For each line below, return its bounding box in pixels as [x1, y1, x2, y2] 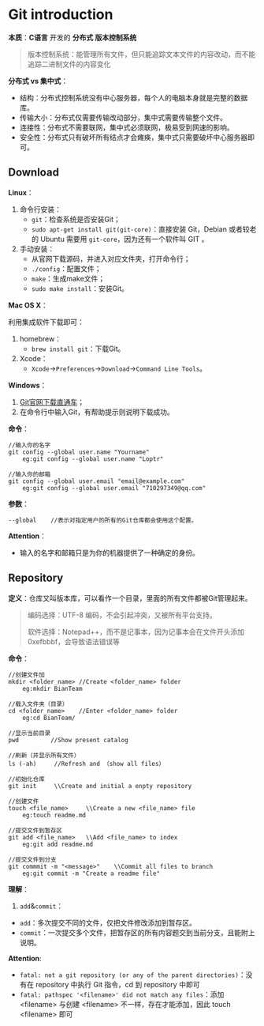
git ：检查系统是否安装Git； [31, 214, 121, 224]
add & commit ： [19, 901, 64, 911]
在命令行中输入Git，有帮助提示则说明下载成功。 [19, 407, 175, 417]
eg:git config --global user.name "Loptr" [22, 455, 164, 463]
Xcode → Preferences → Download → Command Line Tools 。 [31, 364, 207, 373]
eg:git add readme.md [22, 840, 93, 848]
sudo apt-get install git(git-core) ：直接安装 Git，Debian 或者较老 [31, 224, 257, 234]
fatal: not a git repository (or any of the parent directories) [19, 971, 239, 979]
